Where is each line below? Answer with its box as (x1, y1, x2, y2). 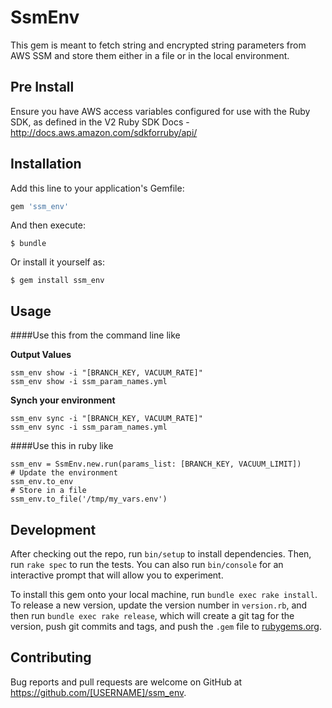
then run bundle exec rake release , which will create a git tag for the (10, 610, 295, 622)
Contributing (10, 649, 92, 666)
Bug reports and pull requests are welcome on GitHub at (10, 676, 243, 688)
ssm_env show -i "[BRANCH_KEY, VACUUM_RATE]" (10, 368, 203, 378)
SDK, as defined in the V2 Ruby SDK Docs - (10, 116, 190, 128)
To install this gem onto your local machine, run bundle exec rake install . (10, 589, 318, 601)
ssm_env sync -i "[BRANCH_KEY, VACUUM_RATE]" (10, 414, 203, 424)
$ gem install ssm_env (10, 276, 105, 286)
